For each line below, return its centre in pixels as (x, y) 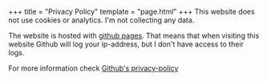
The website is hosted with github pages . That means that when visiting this (134, 36)
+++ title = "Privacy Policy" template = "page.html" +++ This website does (131, 12)
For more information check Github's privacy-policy (93, 68)
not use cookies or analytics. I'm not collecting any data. (101, 20)
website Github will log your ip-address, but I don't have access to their (126, 44)
